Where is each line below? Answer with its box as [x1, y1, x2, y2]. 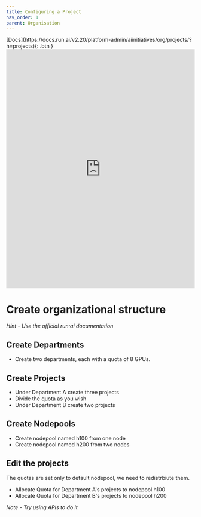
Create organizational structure [6, 302, 166, 316]
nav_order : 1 [6, 14, 39, 20]
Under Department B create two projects [14, 401, 115, 408]
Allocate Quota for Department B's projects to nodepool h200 [14, 492, 167, 499]
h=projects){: [6, 42, 39, 50]
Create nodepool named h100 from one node [14, 435, 126, 442]
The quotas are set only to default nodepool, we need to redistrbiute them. [6, 474, 190, 481]
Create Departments [6, 339, 84, 350]
